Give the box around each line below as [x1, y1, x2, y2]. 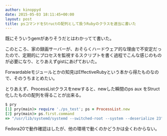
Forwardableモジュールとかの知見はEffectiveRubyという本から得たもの [5, 69, 151, 75]
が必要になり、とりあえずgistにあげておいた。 [5, 58, 99, 65]
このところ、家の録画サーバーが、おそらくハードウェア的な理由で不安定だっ [5, 46, 162, 52]
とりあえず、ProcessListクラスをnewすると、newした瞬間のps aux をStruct [5, 86, 160, 92]
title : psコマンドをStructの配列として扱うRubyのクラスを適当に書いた [5, 21, 136, 26]
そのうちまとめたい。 [13, 75, 58, 81]
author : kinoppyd [5, 7, 41, 12]
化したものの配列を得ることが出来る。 [5, 92, 83, 98]
